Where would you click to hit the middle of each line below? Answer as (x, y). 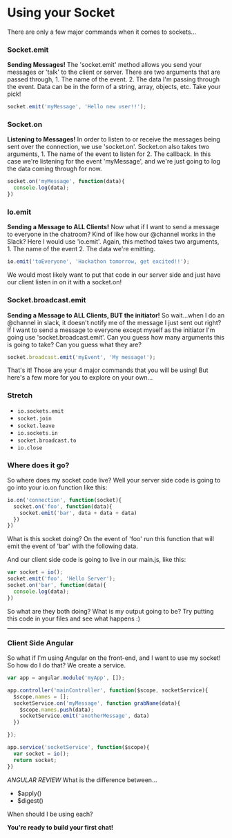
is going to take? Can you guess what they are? (74, 344)
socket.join (34, 418)
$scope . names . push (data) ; (57, 710)
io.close (30, 448)
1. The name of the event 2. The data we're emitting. (81, 249)
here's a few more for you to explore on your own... (80, 378)
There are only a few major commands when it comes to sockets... (102, 32)
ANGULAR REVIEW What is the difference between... (82, 780)
